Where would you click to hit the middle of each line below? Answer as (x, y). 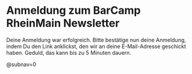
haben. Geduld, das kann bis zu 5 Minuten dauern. (69, 52)
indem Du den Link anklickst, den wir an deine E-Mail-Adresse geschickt (96, 46)
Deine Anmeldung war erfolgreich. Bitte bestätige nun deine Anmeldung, (96, 40)
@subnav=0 (21, 64)
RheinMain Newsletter (63, 23)
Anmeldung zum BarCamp (73, 11)
